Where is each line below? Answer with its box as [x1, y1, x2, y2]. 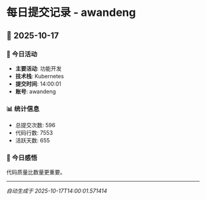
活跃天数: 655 [15, 137, 50, 144]
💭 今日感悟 [6, 154, 38, 162]
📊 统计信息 [6, 105, 40, 113]
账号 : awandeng [15, 87, 56, 95]
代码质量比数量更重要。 [6, 169, 66, 176]
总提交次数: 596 [15, 122, 56, 129]
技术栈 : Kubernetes [15, 72, 64, 80]
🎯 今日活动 [6, 50, 38, 58]
